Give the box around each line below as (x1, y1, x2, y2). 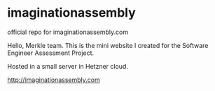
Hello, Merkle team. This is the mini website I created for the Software (7, 41, 209, 49)
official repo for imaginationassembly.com (7, 28, 128, 36)
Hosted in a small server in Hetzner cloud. (7, 62, 128, 70)
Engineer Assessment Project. (7, 49, 95, 57)
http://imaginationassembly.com (7, 75, 100, 84)
